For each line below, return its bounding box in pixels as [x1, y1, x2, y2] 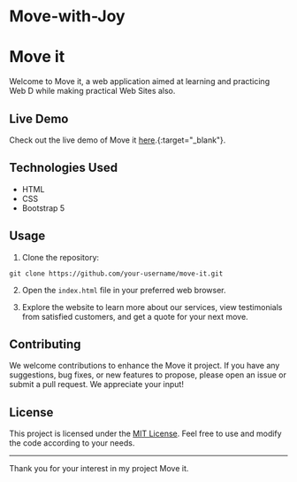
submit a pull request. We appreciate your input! [9, 379, 184, 390]
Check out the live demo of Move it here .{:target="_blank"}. [9, 135, 226, 145]
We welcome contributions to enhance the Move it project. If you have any [9, 361, 280, 371]
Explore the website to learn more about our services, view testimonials [21, 301, 283, 312]
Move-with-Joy [9, 6, 126, 27]
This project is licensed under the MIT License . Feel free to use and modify [9, 428, 282, 439]
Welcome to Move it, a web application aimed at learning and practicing [9, 76, 270, 87]
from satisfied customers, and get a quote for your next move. [21, 311, 249, 322]
